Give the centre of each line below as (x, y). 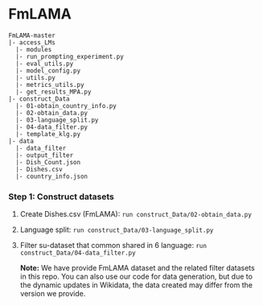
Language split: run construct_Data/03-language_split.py (117, 229)
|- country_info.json (52, 176)
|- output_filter (45, 155)
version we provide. (53, 294)
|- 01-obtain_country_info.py (66, 105)
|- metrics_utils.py (50, 85)
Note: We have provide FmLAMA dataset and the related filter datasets (137, 268)
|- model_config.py (48, 70)
